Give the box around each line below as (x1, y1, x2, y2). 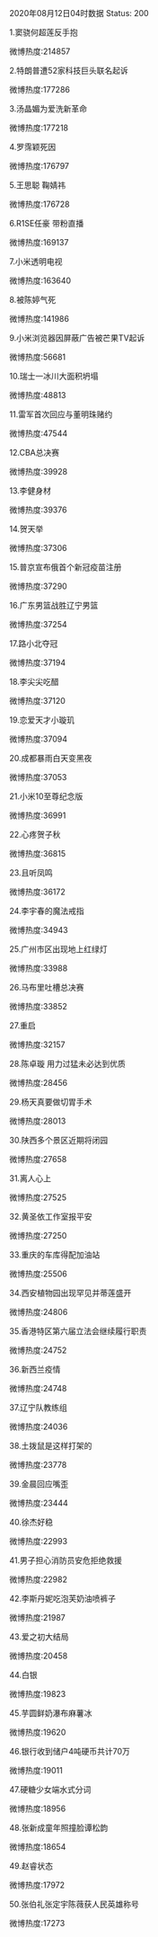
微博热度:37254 (9, 619, 67, 629)
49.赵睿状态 (9, 1861, 54, 1871)
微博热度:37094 (9, 733, 67, 744)
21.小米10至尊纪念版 (9, 791, 83, 802)
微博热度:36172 (9, 886, 66, 897)
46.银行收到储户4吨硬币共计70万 (9, 1746, 130, 1756)
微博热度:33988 (9, 963, 68, 973)
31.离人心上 (9, 1173, 52, 1184)
